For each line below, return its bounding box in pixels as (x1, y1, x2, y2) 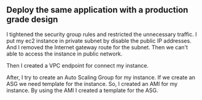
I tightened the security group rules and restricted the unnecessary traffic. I (6, 30, 197, 38)
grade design (6, 15, 58, 25)
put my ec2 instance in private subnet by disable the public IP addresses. (6, 37, 192, 45)
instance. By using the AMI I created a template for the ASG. (6, 87, 158, 94)
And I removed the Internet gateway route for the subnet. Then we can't (6, 43, 188, 51)
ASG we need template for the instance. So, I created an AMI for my (6, 80, 178, 87)
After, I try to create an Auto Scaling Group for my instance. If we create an (6, 73, 195, 81)
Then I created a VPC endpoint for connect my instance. (6, 62, 149, 69)
